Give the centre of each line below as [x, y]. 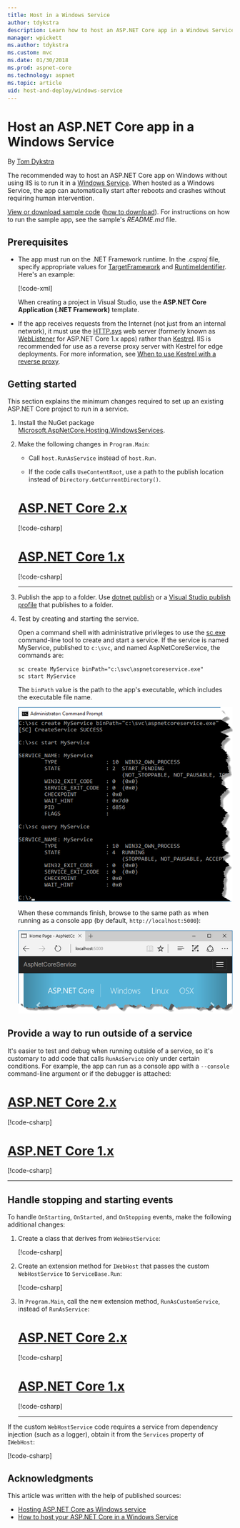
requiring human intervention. [51, 198]
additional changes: [36, 1224]
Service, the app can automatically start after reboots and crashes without [117, 191]
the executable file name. [55, 697]
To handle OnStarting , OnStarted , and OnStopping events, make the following [119, 1217]
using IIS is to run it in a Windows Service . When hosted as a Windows [111, 183]
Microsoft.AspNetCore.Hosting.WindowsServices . [91, 430]
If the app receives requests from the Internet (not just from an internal [122, 324]
